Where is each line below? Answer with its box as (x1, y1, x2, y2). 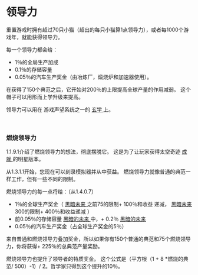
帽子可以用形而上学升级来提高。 (6, 93, 84, 101)
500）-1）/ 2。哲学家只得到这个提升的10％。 (14, 263, 124, 270)
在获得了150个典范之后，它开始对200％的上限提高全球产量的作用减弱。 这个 (6, 86, 191, 93)
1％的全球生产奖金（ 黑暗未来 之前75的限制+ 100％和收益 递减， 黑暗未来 (14, 200, 192, 208)
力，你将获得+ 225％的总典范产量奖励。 (6, 243, 103, 250)
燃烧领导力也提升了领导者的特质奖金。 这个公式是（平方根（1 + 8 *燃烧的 (6, 255, 184, 263)
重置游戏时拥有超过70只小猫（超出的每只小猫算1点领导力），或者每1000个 (6, 26, 184, 33)
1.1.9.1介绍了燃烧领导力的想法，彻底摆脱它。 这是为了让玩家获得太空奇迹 (6, 148, 181, 156)
